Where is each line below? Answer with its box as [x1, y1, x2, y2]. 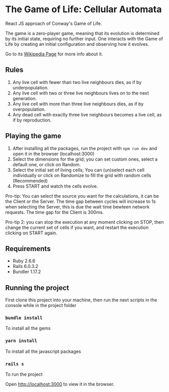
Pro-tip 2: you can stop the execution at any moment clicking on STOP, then [5, 219, 164, 225]
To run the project [5, 371, 43, 377]
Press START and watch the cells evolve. [12, 183, 98, 189]
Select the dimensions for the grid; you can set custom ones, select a [12, 156, 158, 162]
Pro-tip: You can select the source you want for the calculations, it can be [5, 193, 159, 199]
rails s [5, 361, 24, 367]
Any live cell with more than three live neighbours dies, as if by [12, 101, 144, 107]
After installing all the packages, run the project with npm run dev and [12, 145, 157, 151]
